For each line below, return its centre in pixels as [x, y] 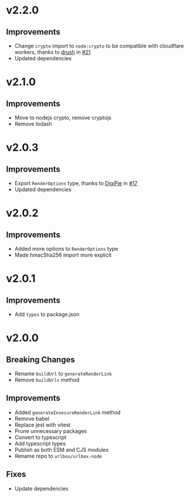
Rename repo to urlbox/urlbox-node [58, 456]
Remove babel [32, 418]
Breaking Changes [40, 359]
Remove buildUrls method [47, 380]
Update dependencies [41, 488]
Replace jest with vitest [43, 425]
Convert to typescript [40, 437]
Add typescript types [40, 444]
